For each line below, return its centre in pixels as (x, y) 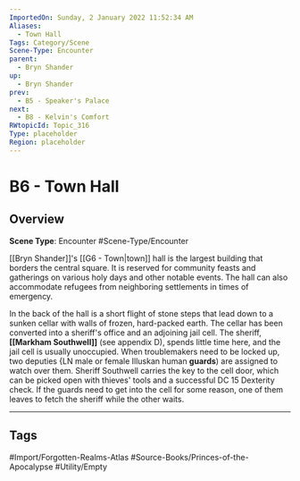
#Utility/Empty (81, 467)
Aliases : (25, 26)
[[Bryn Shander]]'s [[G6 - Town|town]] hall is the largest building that (136, 258)
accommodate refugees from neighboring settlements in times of (129, 286)
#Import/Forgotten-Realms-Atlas (69, 457)
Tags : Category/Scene (50, 42)
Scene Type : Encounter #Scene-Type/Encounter (99, 240)
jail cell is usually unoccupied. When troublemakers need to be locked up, (145, 351)
